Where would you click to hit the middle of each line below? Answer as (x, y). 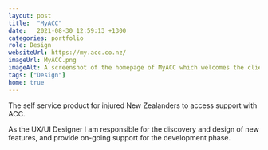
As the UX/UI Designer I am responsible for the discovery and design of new (134, 129)
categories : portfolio (46, 38)
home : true (26, 82)
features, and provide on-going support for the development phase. (120, 137)
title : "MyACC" (35, 23)
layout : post (30, 16)
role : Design (30, 45)
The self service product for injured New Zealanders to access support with (133, 105)
